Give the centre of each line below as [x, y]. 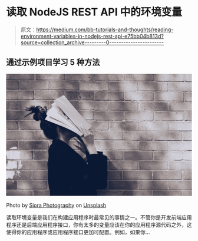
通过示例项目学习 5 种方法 [53, 62]
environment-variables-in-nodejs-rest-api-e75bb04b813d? [92, 36]
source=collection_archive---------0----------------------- [92, 42]
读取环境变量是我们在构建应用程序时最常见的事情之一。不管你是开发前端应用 [99, 217]
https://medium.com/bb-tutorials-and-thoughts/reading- [105, 29]
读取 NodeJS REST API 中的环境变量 [94, 12]
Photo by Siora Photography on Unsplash [56, 205]
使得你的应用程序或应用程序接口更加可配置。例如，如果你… [78, 232]
